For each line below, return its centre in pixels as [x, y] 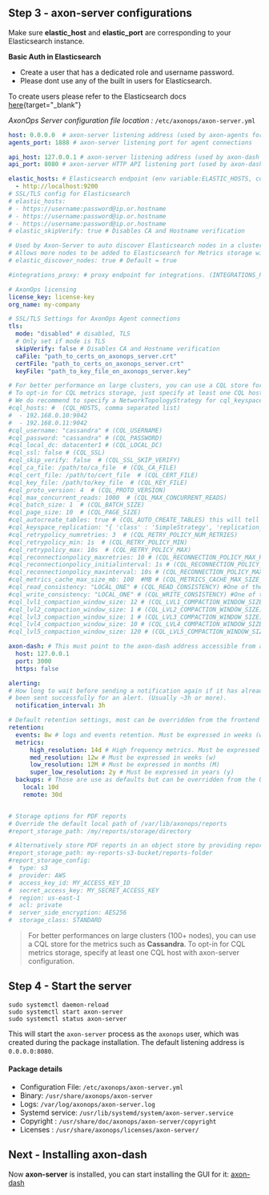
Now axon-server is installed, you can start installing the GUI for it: [119, 1174]
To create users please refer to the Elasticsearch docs [97, 96]
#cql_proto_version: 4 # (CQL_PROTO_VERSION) [87, 490]
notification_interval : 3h [60, 705]
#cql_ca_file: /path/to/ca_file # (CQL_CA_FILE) [93, 468]
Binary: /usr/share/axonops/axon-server [86, 1095]
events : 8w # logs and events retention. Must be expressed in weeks [134, 735]
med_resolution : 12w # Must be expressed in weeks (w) [123, 758]
